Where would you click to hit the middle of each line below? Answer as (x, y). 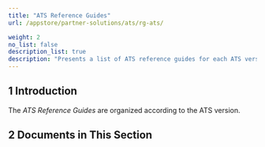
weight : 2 (24, 37)
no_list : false (33, 44)
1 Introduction (43, 91)
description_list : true (47, 52)
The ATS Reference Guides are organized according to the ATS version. (124, 110)
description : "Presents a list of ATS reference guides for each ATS (125, 59)
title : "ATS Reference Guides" (60, 15)
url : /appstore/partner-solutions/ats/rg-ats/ (86, 23)
